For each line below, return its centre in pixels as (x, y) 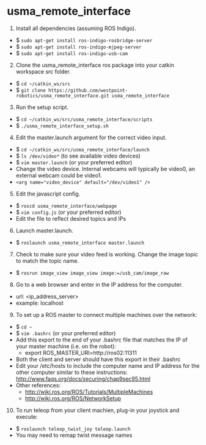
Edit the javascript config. (48, 194)
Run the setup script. (42, 107)
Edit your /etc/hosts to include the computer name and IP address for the (108, 365)
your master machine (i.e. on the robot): (66, 346)
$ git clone (31, 89)
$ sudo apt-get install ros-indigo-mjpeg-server (79, 47)
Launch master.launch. (44, 230)
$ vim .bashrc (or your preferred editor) (66, 333)
